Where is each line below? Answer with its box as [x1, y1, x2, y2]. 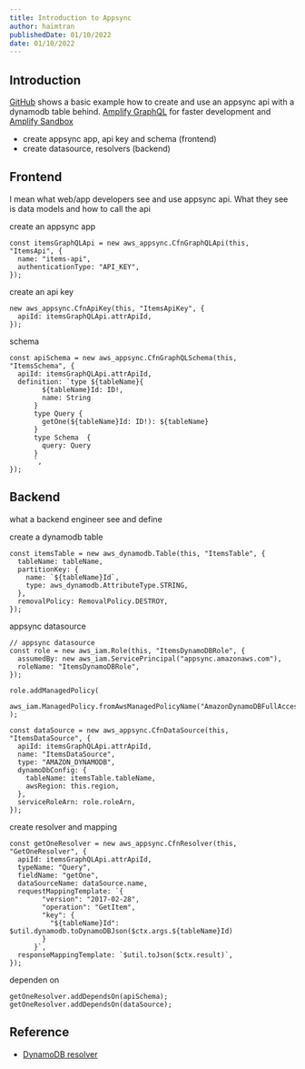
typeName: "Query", [17, 862, 92, 872]
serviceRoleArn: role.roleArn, [17, 797, 136, 806]
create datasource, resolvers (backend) [22, 143, 171, 155]
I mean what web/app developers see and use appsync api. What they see [9, 193, 289, 205]
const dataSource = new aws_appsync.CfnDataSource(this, [9, 725, 230, 735]
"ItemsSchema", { [9, 361, 75, 370]
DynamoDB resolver [22, 1048, 98, 1060]
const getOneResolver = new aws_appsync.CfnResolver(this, [9, 839, 238, 848]
